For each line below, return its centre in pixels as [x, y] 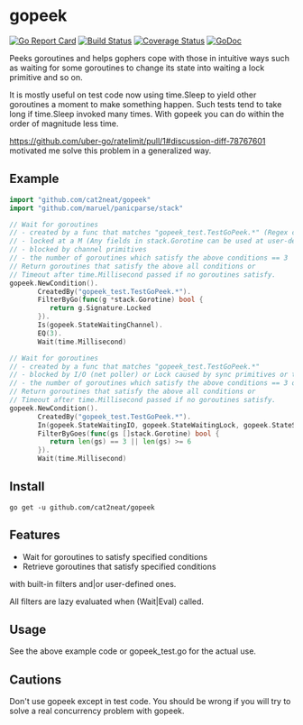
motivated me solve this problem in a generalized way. [110, 151]
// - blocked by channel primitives [78, 250]
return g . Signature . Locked [100, 308]
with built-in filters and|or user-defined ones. [93, 583]
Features [35, 535]
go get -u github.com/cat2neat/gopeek [82, 507]
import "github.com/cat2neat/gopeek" [80, 199]
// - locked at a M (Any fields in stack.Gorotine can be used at [137, 241]
